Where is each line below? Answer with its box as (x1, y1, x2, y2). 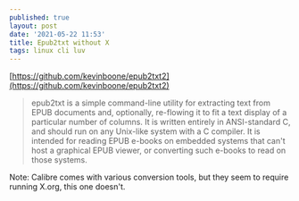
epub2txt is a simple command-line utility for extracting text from (30, 97, 270, 108)
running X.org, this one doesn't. (9, 181, 126, 192)
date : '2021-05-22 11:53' (9, 29, 105, 38)
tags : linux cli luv (9, 46, 87, 55)
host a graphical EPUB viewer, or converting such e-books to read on (30, 145, 287, 156)
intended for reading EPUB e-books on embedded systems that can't (30, 136, 286, 147)
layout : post (9, 21, 58, 30)
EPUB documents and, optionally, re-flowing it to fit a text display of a (30, 107, 287, 118)
